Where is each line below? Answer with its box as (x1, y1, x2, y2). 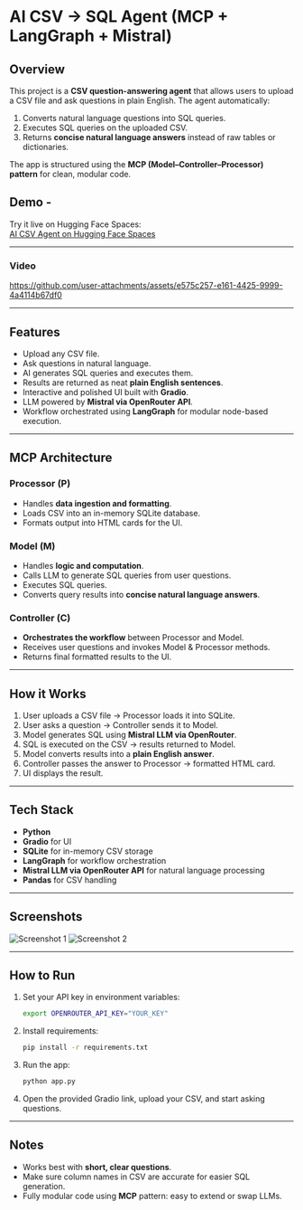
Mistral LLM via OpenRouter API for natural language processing (22, 865, 265, 875)
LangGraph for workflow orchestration (22, 855, 167, 865)
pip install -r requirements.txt (22, 1043, 149, 1053)
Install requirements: (22, 1026, 99, 1036)
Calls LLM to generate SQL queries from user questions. (22, 570, 232, 581)
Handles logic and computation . (22, 560, 144, 571)
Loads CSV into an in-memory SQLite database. (22, 507, 201, 518)
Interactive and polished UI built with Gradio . (22, 386, 189, 397)
